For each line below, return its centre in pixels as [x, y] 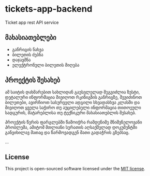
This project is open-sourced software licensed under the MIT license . [75, 169]
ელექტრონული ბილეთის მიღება [46, 65]
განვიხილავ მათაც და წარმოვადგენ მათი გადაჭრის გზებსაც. [67, 132]
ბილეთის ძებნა [28, 54]
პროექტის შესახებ [33, 80]
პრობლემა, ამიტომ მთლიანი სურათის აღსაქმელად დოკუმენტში [71, 127]
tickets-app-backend [49, 9]
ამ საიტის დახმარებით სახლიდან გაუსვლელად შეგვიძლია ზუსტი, [73, 92]
